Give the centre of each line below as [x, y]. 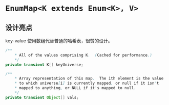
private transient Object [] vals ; [42, 97]
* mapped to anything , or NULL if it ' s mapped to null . [76, 88]
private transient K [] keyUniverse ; [44, 65]
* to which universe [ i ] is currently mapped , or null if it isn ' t [87, 83]
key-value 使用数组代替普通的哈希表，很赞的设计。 [59, 41]
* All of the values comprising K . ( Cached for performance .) [83, 55]
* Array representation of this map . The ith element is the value [89, 78]
